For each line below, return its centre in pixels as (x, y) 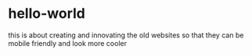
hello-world (47, 14)
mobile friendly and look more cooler (68, 43)
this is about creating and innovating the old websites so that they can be (126, 35)
